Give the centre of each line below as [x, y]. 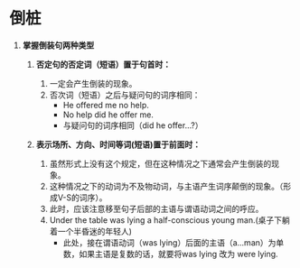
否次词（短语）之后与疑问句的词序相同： [125, 95]
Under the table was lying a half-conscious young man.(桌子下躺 [170, 220]
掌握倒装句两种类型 [58, 45]
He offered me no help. [106, 105]
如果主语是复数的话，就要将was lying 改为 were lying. [178, 254]
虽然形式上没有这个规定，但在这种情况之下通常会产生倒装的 [160, 163]
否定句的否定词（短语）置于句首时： [103, 64]
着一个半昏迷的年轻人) [91, 231]
